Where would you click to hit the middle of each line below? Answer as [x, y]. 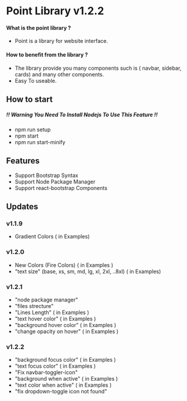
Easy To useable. [36, 80]
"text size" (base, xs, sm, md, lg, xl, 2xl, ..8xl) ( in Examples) [88, 271]
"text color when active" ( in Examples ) [63, 385]
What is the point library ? [39, 27]
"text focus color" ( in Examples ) [55, 366]
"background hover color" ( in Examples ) [65, 325]
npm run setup [33, 129]
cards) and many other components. [59, 74]
